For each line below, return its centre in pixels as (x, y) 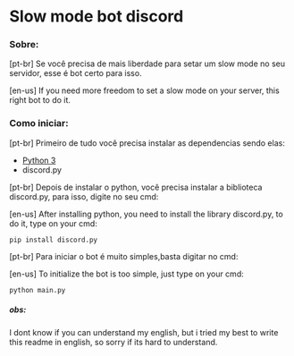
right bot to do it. (40, 100)
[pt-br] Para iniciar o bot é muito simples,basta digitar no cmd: (124, 256)
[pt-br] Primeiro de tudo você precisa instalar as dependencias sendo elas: (147, 143)
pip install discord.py (54, 240)
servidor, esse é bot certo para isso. (76, 73)
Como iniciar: (39, 123)
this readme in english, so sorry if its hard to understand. (113, 342)
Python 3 (39, 160)
